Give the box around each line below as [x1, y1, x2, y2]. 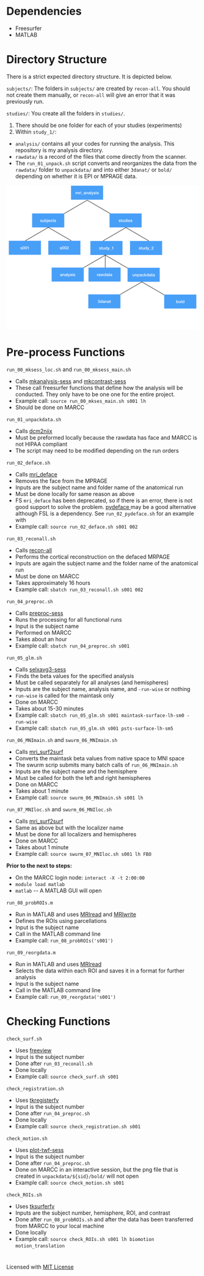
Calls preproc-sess [15, 609, 64, 617]
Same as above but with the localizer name [15, 823, 124, 831]
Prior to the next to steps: [6, 861, 72, 869]
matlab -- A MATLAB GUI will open [15, 887, 102, 894]
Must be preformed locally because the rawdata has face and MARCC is [15, 434, 197, 441]
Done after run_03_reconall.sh [15, 1060, 93, 1067]
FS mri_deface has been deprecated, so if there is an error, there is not [15, 497, 193, 504]
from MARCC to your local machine [15, 1222, 104, 1229]
